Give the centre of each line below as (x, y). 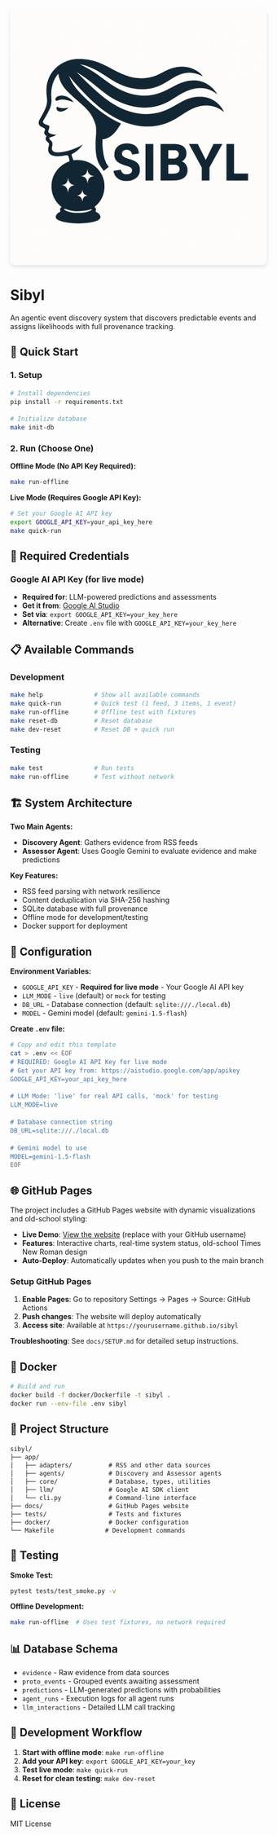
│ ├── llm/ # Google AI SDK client (99, 1490)
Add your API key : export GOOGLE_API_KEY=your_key (108, 1761)
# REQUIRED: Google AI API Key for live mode (88, 1062)
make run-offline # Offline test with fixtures (103, 712)
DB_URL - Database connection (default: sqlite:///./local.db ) (126, 1005)
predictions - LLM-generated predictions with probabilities (121, 1690)
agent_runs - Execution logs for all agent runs (98, 1699)
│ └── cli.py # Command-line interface (103, 1498)
